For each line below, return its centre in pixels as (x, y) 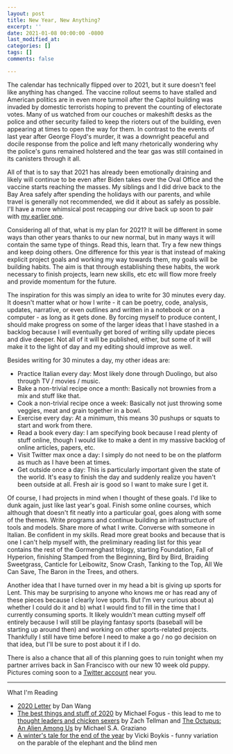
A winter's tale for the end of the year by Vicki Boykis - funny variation (118, 735)
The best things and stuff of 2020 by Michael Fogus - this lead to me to (119, 713)
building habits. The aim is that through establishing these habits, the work (113, 267)
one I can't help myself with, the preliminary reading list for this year (104, 542)
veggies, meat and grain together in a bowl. (79, 410)
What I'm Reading (33, 692)
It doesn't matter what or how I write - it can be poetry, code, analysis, (107, 302)
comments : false (31, 59)
